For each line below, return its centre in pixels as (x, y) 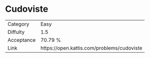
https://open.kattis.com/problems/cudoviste (91, 48)
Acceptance (22, 40)
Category (19, 24)
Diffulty (16, 32)
